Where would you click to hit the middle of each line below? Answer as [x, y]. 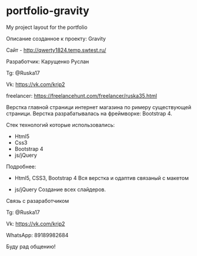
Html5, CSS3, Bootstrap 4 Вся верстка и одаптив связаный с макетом [102, 178]
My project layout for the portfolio [47, 27]
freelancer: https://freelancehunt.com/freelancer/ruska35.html [82, 96]
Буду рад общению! [31, 247]
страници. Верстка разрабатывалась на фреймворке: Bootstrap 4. [89, 113]
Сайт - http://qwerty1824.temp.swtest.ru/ [56, 50]
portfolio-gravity [48, 11]
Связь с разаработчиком [38, 201]
